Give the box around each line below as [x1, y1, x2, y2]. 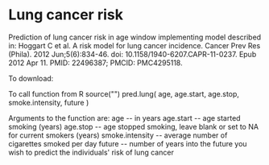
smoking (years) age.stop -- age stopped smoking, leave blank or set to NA [8, 122, 259, 131]
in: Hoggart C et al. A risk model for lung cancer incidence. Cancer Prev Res [8, 40, 261, 50]
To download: [8, 73, 54, 83]
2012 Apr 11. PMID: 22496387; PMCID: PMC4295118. [8, 58, 183, 68]
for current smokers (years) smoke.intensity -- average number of [8, 130, 228, 140]
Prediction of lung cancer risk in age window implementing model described [8, 32, 262, 42]
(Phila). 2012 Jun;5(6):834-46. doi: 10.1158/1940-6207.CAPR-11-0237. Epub [8, 49, 257, 59]
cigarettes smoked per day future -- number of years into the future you [8, 138, 247, 148]
